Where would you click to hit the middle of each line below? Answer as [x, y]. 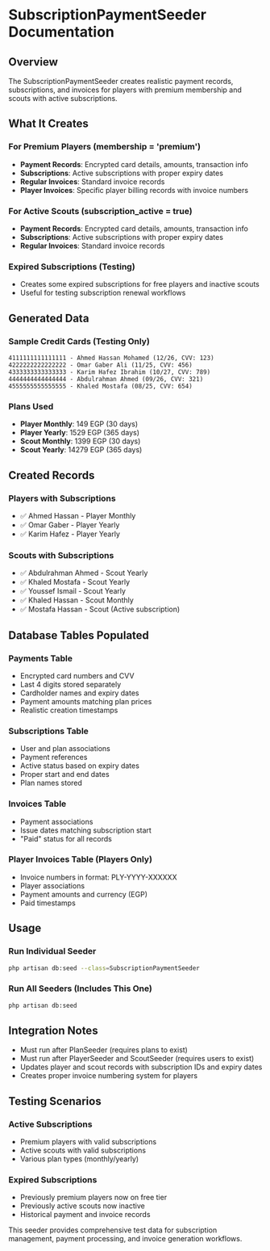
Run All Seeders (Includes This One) [81, 989]
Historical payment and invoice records [85, 1215]
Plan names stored [51, 783]
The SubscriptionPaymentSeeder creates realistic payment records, [121, 81]
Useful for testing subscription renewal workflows [103, 293]
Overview [33, 62]
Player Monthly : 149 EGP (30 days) [79, 424]
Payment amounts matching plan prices [86, 701]
